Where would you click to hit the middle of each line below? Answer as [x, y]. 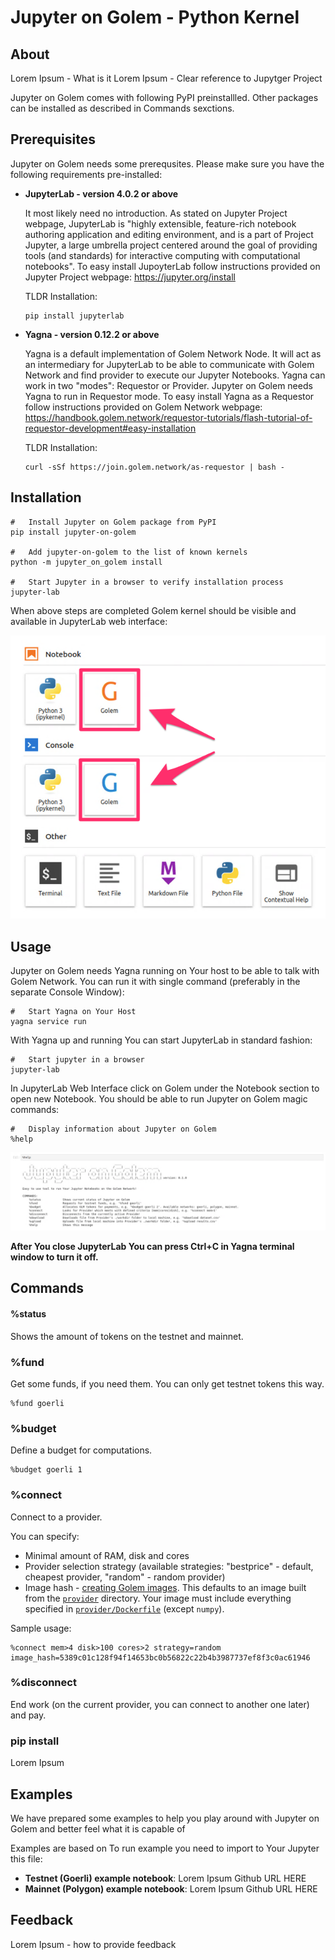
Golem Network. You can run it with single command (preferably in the [155, 982]
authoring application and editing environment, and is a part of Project [169, 234]
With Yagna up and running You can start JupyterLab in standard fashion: [161, 1040]
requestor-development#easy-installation [110, 428]
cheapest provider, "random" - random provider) [125, 1577]
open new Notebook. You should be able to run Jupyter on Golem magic [159, 1099]
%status [28, 1314]
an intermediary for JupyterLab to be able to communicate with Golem [169, 364]
